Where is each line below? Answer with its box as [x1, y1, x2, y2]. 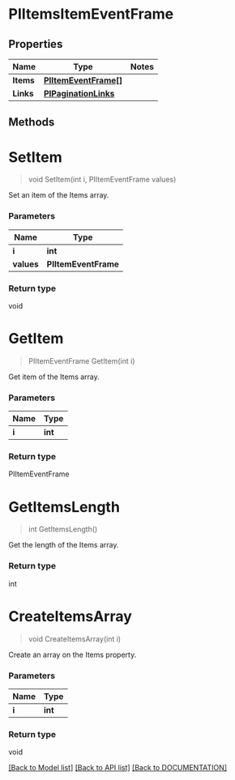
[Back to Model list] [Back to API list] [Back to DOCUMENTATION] [8, 763, 228, 773]
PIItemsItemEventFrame [8, 5, 174, 23]
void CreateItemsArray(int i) [28, 633, 122, 644]
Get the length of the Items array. [8, 540, 119, 550]
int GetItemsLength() [28, 524, 98, 535]
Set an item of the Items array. [8, 190, 109, 200]
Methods [8, 115, 55, 130]
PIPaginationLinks [43, 88, 115, 99]
